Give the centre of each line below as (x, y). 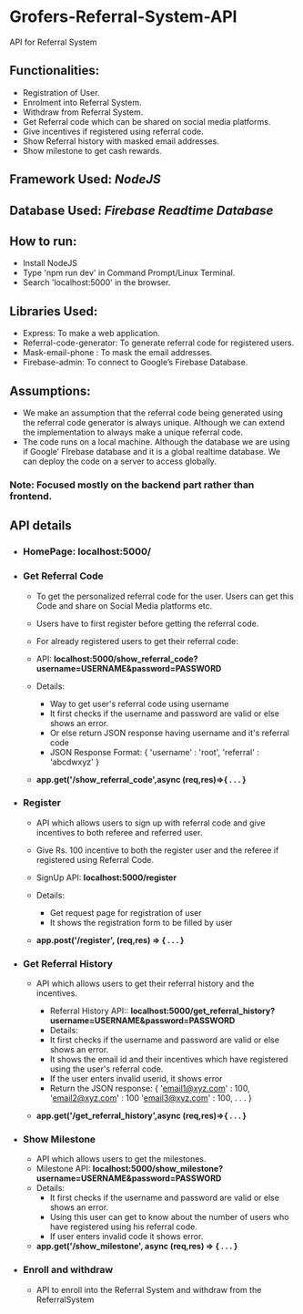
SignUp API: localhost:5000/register (106, 878)
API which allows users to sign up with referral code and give (151, 823)
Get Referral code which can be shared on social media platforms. (146, 121)
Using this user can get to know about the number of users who (169, 1217)
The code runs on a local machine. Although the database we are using (156, 441)
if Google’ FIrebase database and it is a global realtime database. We (151, 451)
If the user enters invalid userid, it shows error (136, 1079)
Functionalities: (55, 71)
